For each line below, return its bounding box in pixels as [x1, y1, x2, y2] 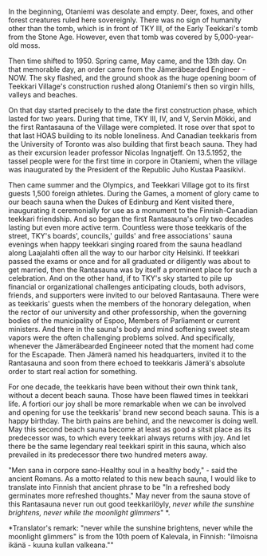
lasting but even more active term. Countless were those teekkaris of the [8, 223, 247, 232]
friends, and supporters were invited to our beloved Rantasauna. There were [8, 290, 259, 300]
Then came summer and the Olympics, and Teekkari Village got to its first [8, 180, 249, 190]
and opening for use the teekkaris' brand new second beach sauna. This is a [8, 408, 260, 417]
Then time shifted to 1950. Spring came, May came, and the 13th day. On [8, 56, 247, 65]
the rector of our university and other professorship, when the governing [8, 307, 247, 317]
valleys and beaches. [8, 90, 78, 99]
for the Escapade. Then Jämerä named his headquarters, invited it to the [8, 350, 247, 359]
